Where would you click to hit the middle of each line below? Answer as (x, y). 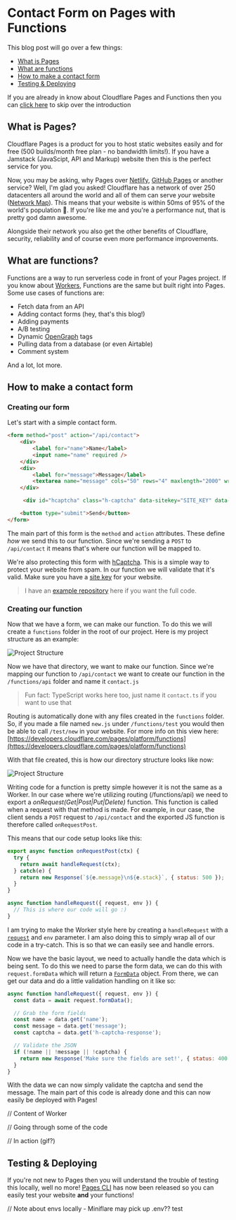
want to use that (48, 703)
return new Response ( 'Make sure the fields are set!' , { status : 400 (124, 1059)
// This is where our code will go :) (71, 910)
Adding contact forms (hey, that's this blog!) (81, 314)
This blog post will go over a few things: (65, 47)
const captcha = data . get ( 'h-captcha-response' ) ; (87, 1033)
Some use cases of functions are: (56, 292)
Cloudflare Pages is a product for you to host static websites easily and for (115, 144)
